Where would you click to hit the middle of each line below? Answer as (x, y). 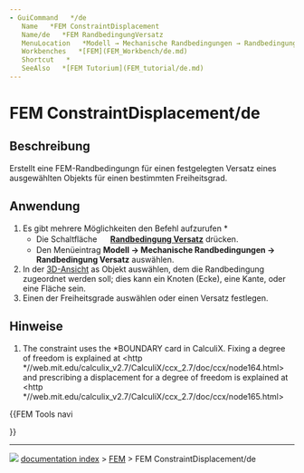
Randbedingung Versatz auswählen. (105, 259)
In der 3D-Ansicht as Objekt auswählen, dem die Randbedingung (143, 269)
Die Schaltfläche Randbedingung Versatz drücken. (137, 239)
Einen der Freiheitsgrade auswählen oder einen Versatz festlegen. (145, 298)
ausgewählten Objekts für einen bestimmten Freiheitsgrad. (119, 178)
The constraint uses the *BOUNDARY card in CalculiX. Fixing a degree (154, 348)
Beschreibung (50, 146)
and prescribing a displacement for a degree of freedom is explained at (155, 377)
